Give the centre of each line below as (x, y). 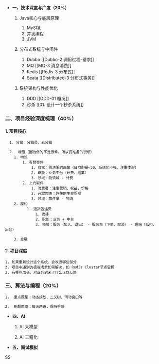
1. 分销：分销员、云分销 (31, 143)
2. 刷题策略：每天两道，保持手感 (35, 306)
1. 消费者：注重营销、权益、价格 (60, 188)
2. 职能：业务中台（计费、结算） (60, 173)
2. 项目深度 (16, 250)
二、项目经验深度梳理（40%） (41, 118)
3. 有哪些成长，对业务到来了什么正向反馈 (41, 273)
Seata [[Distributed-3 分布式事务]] (61, 78)
